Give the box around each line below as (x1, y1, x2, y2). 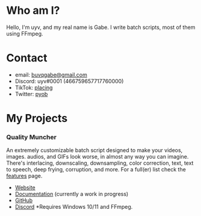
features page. (6, 173, 43, 180)
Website (14, 184, 36, 191)
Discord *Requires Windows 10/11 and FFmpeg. (14, 203, 133, 211)
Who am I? (6, 4, 60, 17)
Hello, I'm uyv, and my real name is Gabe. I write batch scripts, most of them (6, 24, 196, 31)
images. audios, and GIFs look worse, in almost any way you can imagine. (6, 153, 189, 160)
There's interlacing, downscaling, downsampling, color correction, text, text (6, 159, 194, 167)
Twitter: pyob (14, 90, 48, 97)
